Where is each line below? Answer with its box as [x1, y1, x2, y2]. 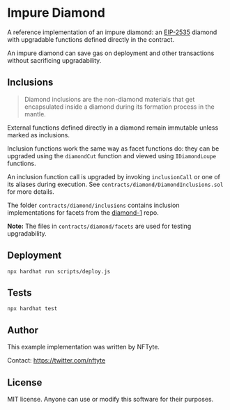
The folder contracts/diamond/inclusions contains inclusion [7, 201, 180, 209]
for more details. [7, 187, 54, 196]
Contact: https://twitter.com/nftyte [7, 356, 106, 365]
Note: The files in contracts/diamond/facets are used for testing [7, 222, 192, 230]
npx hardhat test [7, 305, 58, 312]
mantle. [24, 109, 47, 118]
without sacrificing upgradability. [7, 56, 102, 64]
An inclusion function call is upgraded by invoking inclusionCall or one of [7, 172, 221, 181]
